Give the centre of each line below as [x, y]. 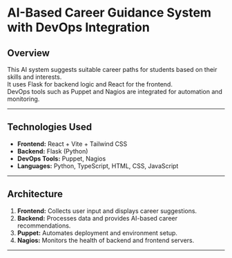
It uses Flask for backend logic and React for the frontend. [90, 84]
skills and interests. [35, 77]
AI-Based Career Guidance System [109, 13]
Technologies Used [49, 127]
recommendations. [44, 225]
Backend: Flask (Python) [52, 151]
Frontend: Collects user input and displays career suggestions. [107, 211]
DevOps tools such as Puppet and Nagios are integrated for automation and [115, 92]
